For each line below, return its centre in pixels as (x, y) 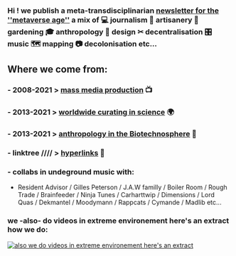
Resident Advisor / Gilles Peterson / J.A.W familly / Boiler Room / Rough (122, 187)
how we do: (28, 230)
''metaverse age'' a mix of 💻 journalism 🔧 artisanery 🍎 (103, 20)
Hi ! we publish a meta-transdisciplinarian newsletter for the (113, 11)
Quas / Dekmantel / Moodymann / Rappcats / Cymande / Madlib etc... (119, 202)
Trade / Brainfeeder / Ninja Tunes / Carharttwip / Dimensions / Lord (116, 195)
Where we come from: (58, 69)
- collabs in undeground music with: (71, 172)
